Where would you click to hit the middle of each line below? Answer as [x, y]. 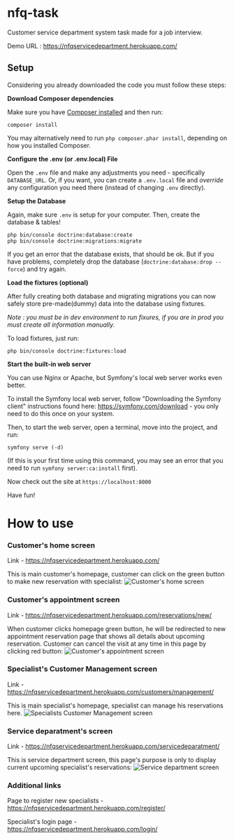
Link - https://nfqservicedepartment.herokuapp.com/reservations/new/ [110, 615]
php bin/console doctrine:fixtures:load [67, 351]
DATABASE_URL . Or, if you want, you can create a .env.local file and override [115, 179]
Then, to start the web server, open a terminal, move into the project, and [112, 427]
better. [17, 385]
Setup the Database [37, 201]
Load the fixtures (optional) [48, 283]
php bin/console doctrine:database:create [70, 235]
